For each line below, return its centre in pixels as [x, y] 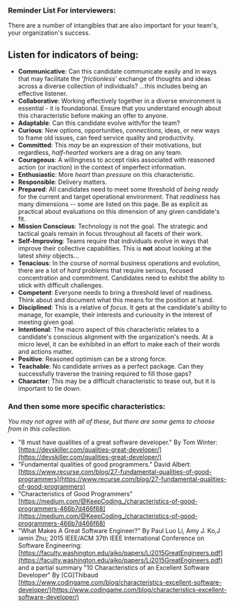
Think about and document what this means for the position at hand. [116, 300]
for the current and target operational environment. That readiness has [119, 197]
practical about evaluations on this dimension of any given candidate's [119, 212]
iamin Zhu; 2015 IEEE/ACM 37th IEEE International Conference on [111, 538]
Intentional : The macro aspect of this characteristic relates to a [109, 330]
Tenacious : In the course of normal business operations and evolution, [119, 263]
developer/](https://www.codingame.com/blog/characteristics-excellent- [122, 590]
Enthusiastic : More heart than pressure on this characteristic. [106, 175]
